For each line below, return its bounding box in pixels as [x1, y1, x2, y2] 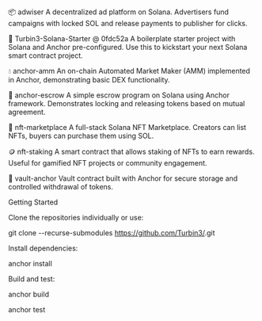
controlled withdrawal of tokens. [8, 182, 113, 191]
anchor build [8, 289, 50, 299]
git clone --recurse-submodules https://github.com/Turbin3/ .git [8, 228, 215, 237]
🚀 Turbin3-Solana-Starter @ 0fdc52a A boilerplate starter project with [8, 34, 236, 43]
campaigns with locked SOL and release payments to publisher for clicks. [8, 19, 248, 28]
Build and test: [8, 274, 55, 284]
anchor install [8, 259, 53, 268]
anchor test [8, 305, 46, 314]
